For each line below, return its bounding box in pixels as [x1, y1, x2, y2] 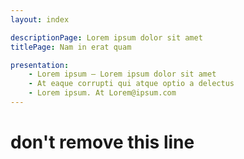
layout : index [10, 14, 70, 25]
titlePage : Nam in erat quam [10, 42, 132, 52]
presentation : [10, 60, 70, 70]
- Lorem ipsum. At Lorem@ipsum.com [28, 88, 177, 98]
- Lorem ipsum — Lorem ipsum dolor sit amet [28, 69, 217, 80]
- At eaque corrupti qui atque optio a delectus [28, 79, 235, 89]
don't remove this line [10, 131, 195, 154]
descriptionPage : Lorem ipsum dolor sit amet [10, 32, 203, 43]
